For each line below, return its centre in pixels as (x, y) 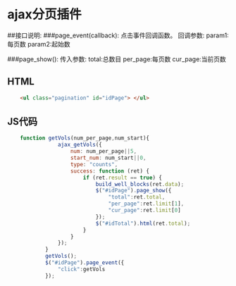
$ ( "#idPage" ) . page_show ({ (133, 191)
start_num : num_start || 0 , (108, 158)
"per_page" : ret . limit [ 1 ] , (146, 204)
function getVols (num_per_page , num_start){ (85, 138)
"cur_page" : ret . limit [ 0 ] (144, 211)
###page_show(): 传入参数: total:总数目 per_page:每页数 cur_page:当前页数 (117, 59)
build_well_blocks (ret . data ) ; (140, 184)
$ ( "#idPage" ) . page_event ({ (85, 263)
